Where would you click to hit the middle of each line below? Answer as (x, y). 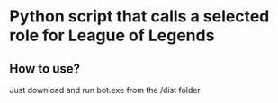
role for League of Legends (112, 35)
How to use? (45, 69)
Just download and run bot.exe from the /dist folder (105, 90)
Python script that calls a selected (139, 17)
